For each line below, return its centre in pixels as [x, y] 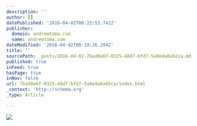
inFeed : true [22, 67]
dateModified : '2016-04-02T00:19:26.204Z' [60, 45]
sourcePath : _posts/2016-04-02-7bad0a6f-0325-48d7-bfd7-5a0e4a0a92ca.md [99, 56]
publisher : [20, 28]
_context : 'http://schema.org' [45, 90]
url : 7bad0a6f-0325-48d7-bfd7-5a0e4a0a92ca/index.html [76, 84]
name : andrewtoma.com [39, 39]
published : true [26, 62]
